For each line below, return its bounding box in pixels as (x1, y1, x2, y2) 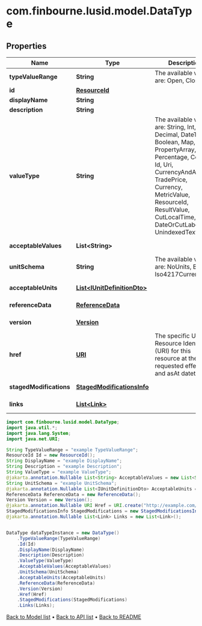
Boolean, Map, (155, 138, 195, 146)
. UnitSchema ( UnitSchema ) (17, 569, 79, 575)
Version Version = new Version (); (6, 497, 93, 503)
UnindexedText (155, 228, 198, 236)
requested (155, 362, 184, 370)
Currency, (155, 183, 183, 191)
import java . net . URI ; (6, 436, 61, 442)
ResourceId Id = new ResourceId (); (6, 452, 96, 458)
